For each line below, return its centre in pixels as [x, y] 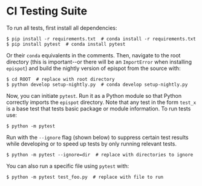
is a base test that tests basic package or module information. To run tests [99, 108]
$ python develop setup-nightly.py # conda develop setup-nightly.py [97, 85]
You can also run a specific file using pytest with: [68, 166]
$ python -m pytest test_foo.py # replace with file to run [85, 177]
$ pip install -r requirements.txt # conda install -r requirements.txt [101, 39]
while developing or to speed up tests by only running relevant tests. [92, 144]
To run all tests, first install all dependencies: [62, 28]
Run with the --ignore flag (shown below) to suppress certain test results [97, 137]
